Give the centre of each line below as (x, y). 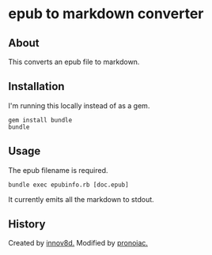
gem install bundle (40, 120)
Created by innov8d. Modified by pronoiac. (78, 243)
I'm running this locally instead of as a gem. (79, 105)
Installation (36, 86)
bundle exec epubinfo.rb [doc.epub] (68, 185)
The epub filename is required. (58, 170)
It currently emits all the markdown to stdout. (81, 199)
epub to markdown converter (106, 14)
